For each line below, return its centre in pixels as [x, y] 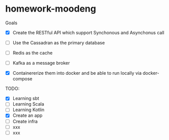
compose [22, 79]
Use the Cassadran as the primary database [59, 43]
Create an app [27, 115]
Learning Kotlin [28, 110]
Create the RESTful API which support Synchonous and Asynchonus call [88, 32]
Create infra [25, 121]
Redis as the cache [32, 53]
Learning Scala [28, 104]
